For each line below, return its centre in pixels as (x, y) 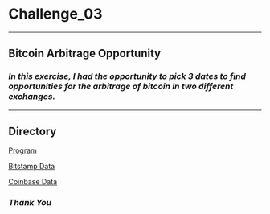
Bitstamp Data (32, 167)
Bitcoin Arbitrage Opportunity (85, 53)
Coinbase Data (33, 182)
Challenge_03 (55, 14)
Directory (33, 132)
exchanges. (32, 97)
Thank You (30, 203)
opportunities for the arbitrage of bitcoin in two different (121, 87)
